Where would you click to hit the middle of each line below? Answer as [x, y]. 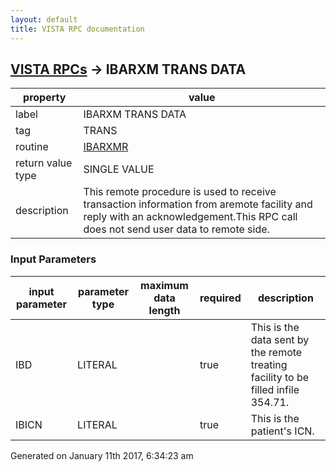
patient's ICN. [282, 431]
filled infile [275, 389]
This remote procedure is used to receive [180, 192]
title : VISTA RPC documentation [77, 29]
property [45, 98]
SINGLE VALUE [119, 169]
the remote [276, 352]
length [164, 310]
